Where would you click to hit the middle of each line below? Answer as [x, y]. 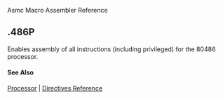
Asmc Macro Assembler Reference [58, 10]
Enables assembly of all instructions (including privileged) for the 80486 [111, 49]
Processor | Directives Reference [55, 88]
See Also [20, 72]
